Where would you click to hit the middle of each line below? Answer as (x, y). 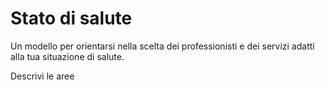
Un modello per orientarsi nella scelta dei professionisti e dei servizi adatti (162, 46)
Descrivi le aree (42, 76)
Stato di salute (71, 18)
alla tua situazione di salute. (67, 56)
